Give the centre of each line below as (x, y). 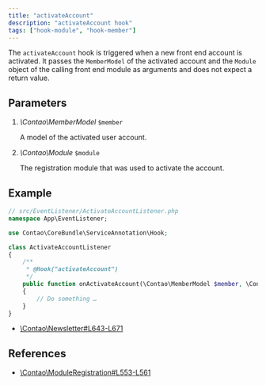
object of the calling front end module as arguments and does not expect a (130, 70)
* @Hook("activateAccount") (72, 269)
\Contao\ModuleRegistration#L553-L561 (85, 372)
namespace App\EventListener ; (58, 219)
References (37, 353)
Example (30, 193)
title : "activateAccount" (51, 15)
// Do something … (67, 299)
